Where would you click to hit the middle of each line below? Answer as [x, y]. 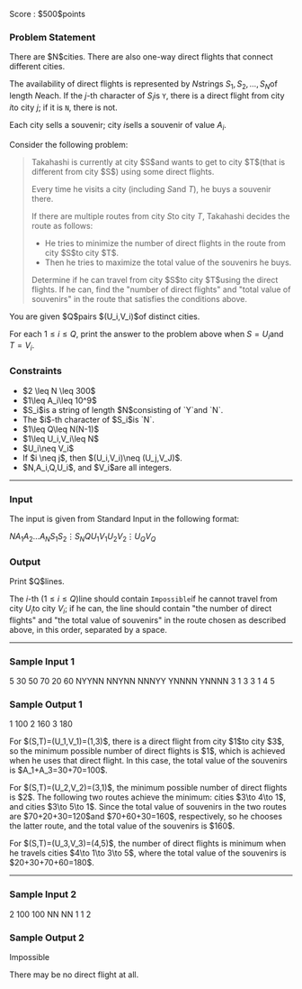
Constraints [36, 371]
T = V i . [22, 347]
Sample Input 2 [43, 894]
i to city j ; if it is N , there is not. [64, 107]
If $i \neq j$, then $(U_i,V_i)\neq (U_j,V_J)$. [102, 458]
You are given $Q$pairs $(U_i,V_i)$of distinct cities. [105, 316]
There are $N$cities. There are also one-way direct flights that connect [141, 57]
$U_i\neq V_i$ [48, 448]
